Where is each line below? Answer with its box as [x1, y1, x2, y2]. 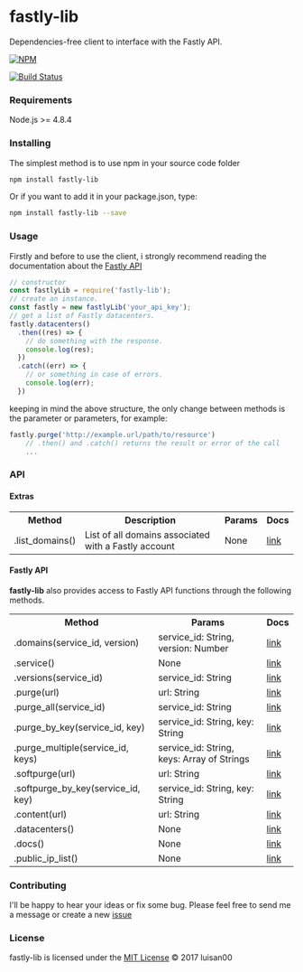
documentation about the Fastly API [9, 260, 142, 271]
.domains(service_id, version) [14, 636, 140, 649]
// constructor [9, 277, 67, 286]
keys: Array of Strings [157, 752, 250, 765]
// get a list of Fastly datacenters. [9, 312, 155, 321]
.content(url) [14, 808, 68, 820]
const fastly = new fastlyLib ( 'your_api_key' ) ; [9, 303, 192, 313]
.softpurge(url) [14, 767, 77, 780]
